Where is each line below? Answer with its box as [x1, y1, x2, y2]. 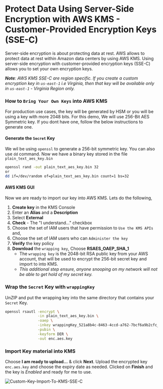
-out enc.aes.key [37, 336, 73, 341]
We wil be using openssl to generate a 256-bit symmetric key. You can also [5, 146, 155, 152]
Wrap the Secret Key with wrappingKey [5, 284, 95, 291]
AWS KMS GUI [5, 184, 35, 190]
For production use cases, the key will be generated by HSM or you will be [5, 109, 154, 114]
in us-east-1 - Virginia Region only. [5, 85, 75, 91]
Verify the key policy [12, 241, 54, 246]
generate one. [5, 124, 33, 130]
